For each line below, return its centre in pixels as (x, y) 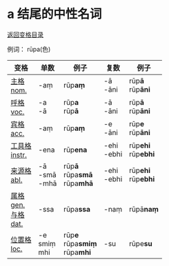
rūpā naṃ (143, 209)
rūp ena (75, 150)
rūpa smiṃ (80, 243)
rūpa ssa (77, 209)
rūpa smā (78, 174)
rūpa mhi (77, 252)
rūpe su (141, 243)
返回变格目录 (25, 34)
